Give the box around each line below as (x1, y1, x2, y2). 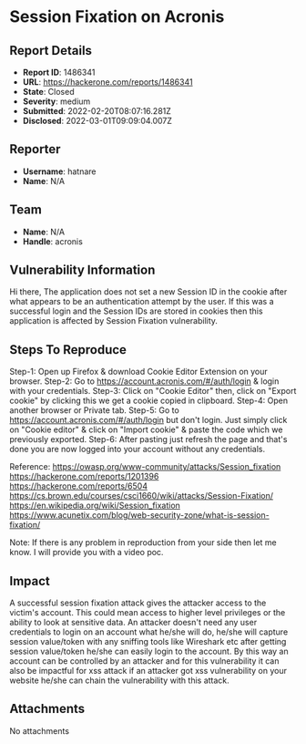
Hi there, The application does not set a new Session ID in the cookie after (9, 286, 288, 297)
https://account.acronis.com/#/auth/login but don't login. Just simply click (9, 415, 288, 426)
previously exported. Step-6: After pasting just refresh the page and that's (9, 434, 288, 445)
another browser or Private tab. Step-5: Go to (9, 405, 179, 416)
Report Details (9, 43, 93, 58)
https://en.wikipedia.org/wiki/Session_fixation (9, 500, 180, 511)
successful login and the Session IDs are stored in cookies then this (9, 305, 263, 316)
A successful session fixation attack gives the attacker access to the (9, 597, 267, 608)
